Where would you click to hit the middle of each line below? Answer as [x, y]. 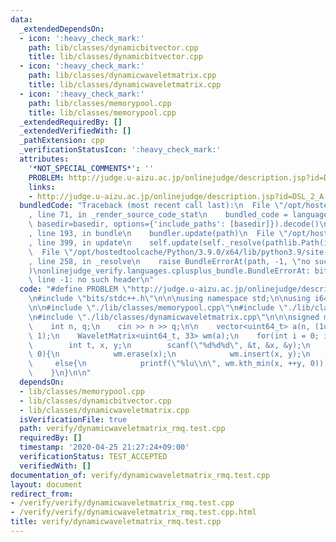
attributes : [44, 159]
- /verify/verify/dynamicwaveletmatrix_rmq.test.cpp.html [133, 512]
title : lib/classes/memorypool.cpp [102, 112]
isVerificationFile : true [73, 419]
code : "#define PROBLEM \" [75, 289]
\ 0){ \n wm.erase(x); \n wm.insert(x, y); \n [169, 354]
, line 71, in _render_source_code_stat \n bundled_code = [158, 215]
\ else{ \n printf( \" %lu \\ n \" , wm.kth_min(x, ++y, [167, 364]
